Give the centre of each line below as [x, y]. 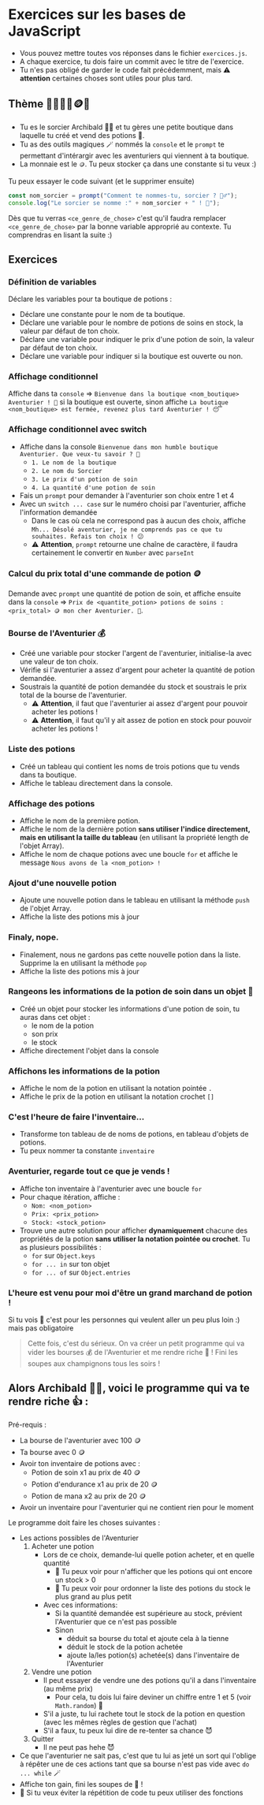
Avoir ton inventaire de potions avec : [80, 1463]
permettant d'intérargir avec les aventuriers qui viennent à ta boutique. [134, 155]
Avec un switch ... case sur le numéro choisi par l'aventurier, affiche [133, 504]
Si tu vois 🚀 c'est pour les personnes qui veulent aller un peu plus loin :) [124, 1320]
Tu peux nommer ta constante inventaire [87, 1151]
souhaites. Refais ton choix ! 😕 [87, 536]
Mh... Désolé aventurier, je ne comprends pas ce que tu [127, 530]
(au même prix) [68, 1688]
